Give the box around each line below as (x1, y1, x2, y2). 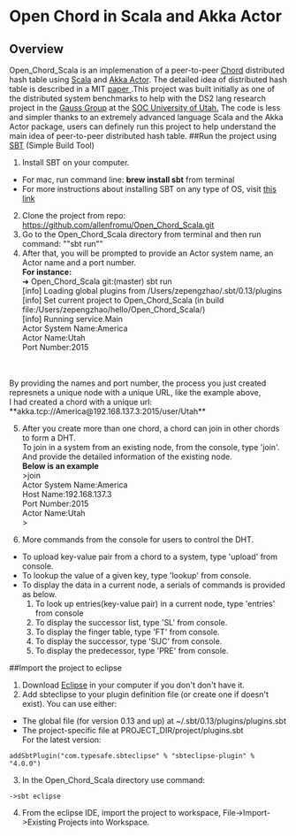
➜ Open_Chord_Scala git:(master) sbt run (21, 276, 172, 287)
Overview (9, 42, 65, 57)
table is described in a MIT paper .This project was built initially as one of (9, 84, 276, 94)
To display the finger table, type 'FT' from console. (34, 626, 220, 637)
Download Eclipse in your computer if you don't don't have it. (21, 679, 245, 690)
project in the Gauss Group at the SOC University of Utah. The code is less (9, 103, 281, 112)
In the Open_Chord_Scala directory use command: (21, 775, 206, 785)
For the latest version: (21, 734, 102, 745)
